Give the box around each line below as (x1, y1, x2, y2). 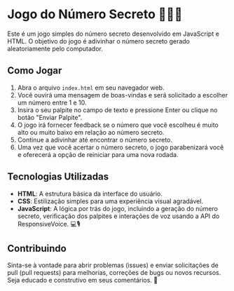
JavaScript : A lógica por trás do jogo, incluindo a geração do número (17, 204, 219, 212)
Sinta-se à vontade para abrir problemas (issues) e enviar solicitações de (7, 261, 219, 269)
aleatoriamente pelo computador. (7, 44, 104, 53)
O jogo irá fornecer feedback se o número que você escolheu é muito (17, 121, 219, 129)
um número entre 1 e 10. (17, 98, 87, 107)
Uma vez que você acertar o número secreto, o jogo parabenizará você (17, 143, 224, 151)
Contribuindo (7, 242, 67, 255)
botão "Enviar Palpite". (17, 113, 83, 121)
